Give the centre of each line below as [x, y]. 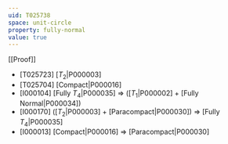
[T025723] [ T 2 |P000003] [60, 76]
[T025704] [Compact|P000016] [71, 85]
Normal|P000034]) [50, 103]
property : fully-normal [47, 30]
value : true [27, 37]
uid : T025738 [29, 15]
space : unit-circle [40, 23]
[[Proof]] [22, 59]
